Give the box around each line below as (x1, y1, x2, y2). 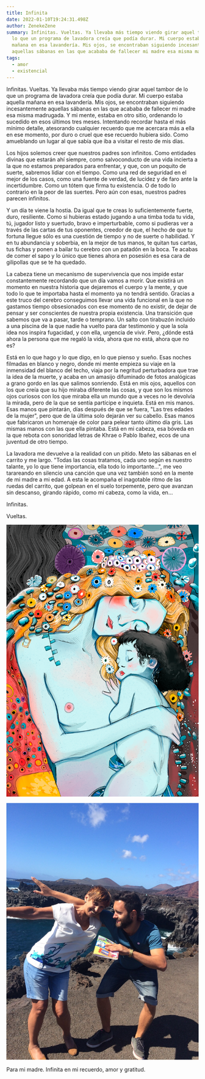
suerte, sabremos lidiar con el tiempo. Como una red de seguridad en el (6, 169, 187, 176)
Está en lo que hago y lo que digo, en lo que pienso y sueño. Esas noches (6, 353, 192, 360)
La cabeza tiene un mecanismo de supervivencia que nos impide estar (6, 270, 184, 277)
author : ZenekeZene (6, 23, 56, 29)
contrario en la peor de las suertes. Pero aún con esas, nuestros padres (6, 188, 187, 196)
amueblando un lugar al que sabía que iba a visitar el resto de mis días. (6, 137, 185, 145)
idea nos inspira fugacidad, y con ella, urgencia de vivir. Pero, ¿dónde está (6, 329, 194, 336)
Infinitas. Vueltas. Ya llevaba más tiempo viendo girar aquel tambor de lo (6, 86, 189, 93)
